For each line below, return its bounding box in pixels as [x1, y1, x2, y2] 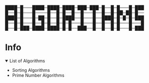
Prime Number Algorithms [12, 72, 65, 78]
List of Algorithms [9, 58, 45, 64]
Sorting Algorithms [12, 67, 50, 73]
